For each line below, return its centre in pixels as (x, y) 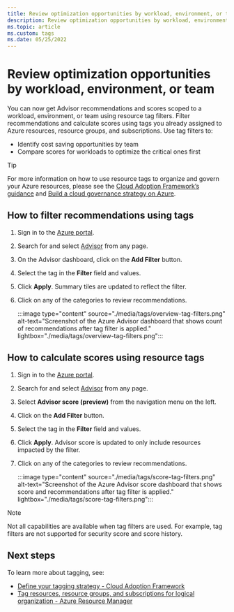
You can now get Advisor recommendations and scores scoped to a (104, 108)
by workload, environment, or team (111, 89)
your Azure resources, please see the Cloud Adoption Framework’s (103, 187)
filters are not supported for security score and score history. (95, 533)
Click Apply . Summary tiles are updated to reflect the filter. (102, 286)
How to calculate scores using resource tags (106, 358)
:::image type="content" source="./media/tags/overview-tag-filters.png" (121, 313)
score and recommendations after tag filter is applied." (95, 491)
